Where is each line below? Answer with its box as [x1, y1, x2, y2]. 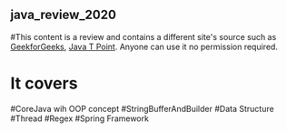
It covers [10, 73, 78, 94]
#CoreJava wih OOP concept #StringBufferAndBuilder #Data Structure [10, 103, 275, 114]
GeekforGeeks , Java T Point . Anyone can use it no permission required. [10, 41, 278, 52]
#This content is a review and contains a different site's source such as [10, 31, 277, 42]
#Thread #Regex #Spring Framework [10, 113, 149, 124]
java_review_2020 [10, 7, 117, 23]
